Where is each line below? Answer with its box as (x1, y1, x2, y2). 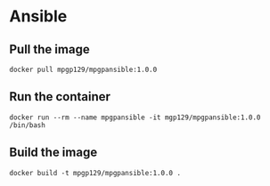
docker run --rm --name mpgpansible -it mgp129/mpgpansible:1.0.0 (9, 113, 261, 122)
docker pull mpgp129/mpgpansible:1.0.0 (9, 65, 158, 74)
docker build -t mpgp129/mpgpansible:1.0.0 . (9, 168, 181, 177)
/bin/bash (9, 120, 46, 130)
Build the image (9, 145, 98, 160)
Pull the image (9, 42, 91, 57)
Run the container (9, 89, 111, 104)
